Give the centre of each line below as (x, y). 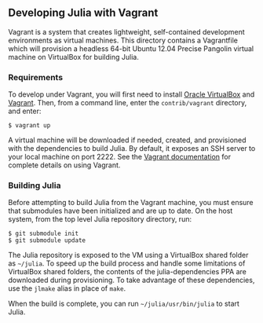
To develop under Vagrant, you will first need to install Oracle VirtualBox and (131, 94)
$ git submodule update (47, 240)
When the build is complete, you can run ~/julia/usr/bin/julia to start (124, 304)
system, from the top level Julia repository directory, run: (100, 219)
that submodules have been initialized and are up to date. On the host (121, 211)
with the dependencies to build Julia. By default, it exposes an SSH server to (132, 149)
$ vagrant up (29, 126)
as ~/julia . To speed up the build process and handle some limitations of (127, 263)
